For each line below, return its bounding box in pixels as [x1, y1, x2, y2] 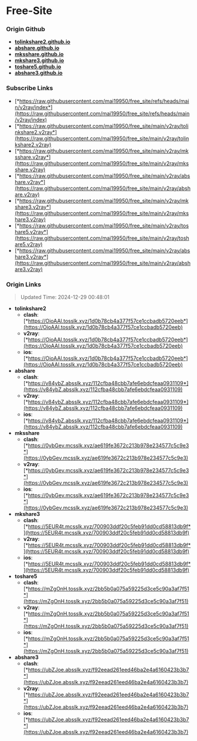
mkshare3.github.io [14, 57, 64, 64]
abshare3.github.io [14, 69, 63, 77]
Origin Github [6, 25, 46, 33]
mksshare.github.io [14, 51, 64, 58]
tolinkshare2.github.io [14, 38, 70, 45]
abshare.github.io [14, 45, 60, 52]
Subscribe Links [6, 84, 53, 92]
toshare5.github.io [14, 63, 62, 70]
